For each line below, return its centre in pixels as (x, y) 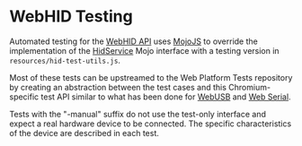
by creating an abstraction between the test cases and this (118, 87)
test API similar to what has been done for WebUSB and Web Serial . (166, 97)
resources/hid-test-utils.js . (65, 60)
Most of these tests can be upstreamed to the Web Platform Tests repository (151, 77)
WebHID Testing (71, 17)
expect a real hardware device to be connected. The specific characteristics (151, 124)
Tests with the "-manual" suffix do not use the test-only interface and (138, 114)
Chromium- (250, 87)
